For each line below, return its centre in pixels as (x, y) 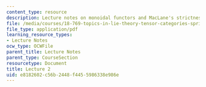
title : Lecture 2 (29, 69)
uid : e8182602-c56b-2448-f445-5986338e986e (63, 75)
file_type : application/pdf (42, 29)
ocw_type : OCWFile (30, 47)
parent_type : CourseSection (42, 58)
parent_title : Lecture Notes (44, 52)
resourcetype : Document (37, 63)
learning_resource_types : (39, 35)
